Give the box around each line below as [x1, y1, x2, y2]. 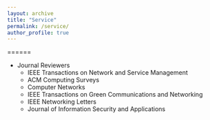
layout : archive [7, 10, 54, 17]
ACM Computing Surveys [27, 76, 100, 84]
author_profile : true [7, 29, 70, 36]
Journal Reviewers [17, 61, 70, 69]
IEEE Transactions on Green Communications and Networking [27, 91, 203, 99]
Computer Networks [27, 83, 85, 91]
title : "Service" [7, 16, 57, 23]
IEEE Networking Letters [27, 97, 96, 106]
